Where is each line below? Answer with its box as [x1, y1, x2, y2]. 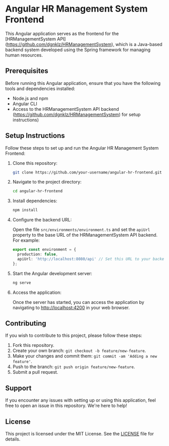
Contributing [5, 319, 46, 328]
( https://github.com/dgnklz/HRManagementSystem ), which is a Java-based [5, 41, 162, 47]
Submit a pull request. [12, 369, 59, 375]
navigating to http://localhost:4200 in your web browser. [12, 304, 130, 310]
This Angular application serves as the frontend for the [5, 30, 119, 36]
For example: [12, 237, 40, 243]
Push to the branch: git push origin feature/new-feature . [12, 364, 135, 370]
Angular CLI [12, 101, 37, 107]
